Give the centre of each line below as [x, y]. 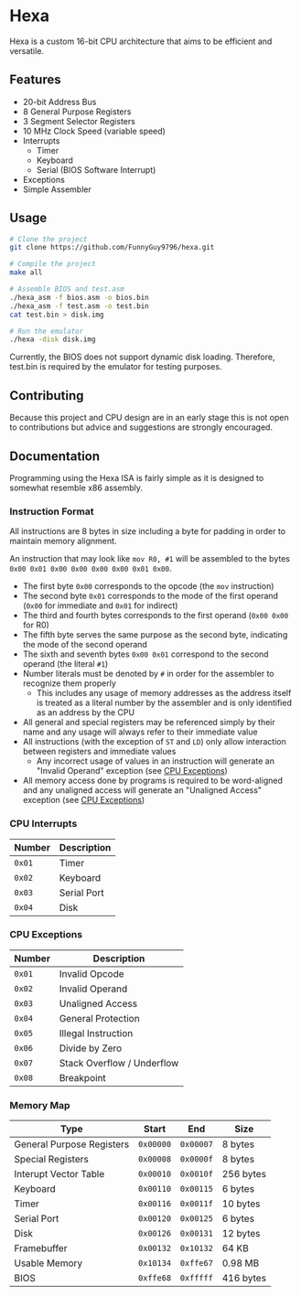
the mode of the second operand [85, 645]
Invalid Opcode [92, 973]
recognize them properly [70, 683]
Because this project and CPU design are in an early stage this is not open [150, 418]
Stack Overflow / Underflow [119, 1063]
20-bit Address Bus [59, 102]
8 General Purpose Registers [77, 112]
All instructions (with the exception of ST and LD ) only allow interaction [154, 742]
